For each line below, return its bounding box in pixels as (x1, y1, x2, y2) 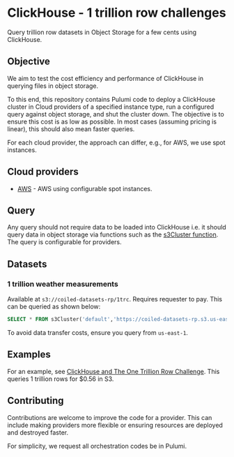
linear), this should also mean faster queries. (7, 124, 135, 133)
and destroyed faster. (7, 428, 69, 437)
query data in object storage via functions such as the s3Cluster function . (7, 230, 219, 239)
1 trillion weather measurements (7, 279, 118, 289)
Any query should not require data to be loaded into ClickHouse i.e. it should (7, 223, 226, 232)
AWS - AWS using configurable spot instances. (17, 184, 153, 193)
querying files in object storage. (7, 82, 99, 90)
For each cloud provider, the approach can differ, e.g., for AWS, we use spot (7, 138, 226, 147)
